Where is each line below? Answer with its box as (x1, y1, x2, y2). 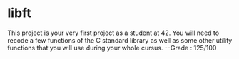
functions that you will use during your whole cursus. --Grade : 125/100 (7, 43, 217, 52)
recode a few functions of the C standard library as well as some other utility (7, 36, 233, 44)
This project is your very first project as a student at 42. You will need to (7, 28, 220, 37)
